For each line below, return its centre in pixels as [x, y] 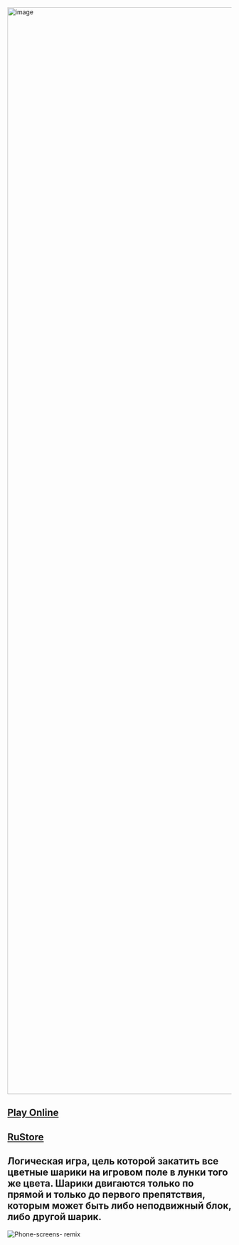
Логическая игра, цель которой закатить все [113, 1161]
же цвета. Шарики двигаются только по [101, 1183]
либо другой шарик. [54, 1217]
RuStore [26, 1137]
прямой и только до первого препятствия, [106, 1195]
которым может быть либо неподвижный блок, [119, 1206]
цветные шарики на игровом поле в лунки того [118, 1173]
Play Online [33, 1113]
